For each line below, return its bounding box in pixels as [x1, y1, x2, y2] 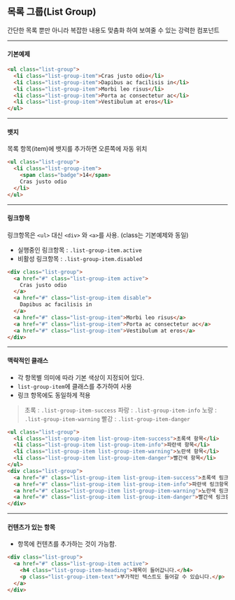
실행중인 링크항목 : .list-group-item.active [17, 246, 142, 254]
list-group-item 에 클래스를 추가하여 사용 [17, 382, 132, 390]
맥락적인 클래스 [7, 356, 49, 365]
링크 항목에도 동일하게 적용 [17, 391, 91, 399]
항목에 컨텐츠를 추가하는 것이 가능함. [17, 540, 117, 548]
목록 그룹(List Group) [7, 6, 97, 18]
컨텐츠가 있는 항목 [7, 523, 56, 531]
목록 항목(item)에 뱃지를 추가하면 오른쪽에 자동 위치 [7, 145, 148, 153]
